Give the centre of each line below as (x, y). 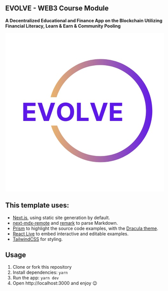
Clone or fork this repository (42, 267)
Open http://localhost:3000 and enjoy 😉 (55, 283)
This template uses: (37, 205)
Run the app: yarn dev (36, 278)
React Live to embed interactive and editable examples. (71, 234)
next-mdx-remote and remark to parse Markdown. (65, 223)
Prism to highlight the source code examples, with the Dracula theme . (85, 228)
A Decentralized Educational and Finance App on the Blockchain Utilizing (84, 20)
